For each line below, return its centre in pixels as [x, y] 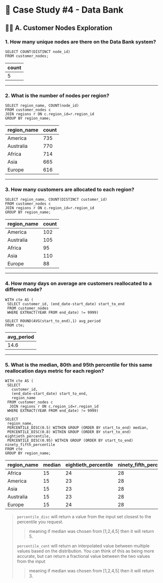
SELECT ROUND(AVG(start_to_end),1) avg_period [53, 321]
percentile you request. [40, 522]
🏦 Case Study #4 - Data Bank [64, 10]
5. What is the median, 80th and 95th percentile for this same [79, 365]
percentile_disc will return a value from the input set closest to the [84, 517]
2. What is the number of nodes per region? [57, 95]
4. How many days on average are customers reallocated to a [78, 283]
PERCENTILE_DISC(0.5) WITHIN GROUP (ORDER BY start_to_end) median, [78, 428]
